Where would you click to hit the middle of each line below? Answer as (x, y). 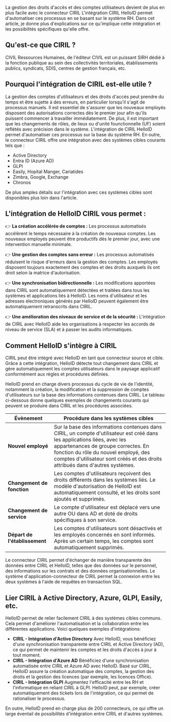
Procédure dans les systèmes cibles (108, 418)
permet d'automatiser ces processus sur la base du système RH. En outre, (83, 134)
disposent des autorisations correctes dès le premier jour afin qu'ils (76, 113)
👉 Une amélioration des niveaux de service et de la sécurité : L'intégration (85, 317)
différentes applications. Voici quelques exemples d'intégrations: (73, 629)
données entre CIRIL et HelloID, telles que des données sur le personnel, (81, 565)
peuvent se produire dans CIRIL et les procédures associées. (69, 406)
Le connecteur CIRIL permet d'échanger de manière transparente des (78, 560)
